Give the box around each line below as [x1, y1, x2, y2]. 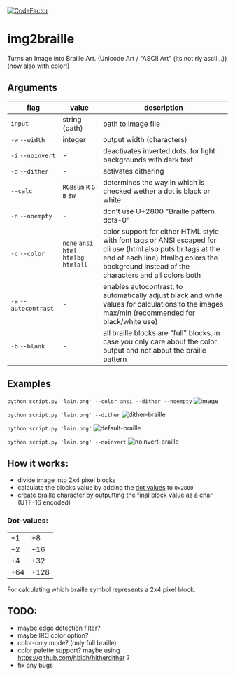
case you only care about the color [103, 337, 218, 346]
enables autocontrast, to [103, 281, 183, 291]
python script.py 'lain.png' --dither [7, 411, 120, 418]
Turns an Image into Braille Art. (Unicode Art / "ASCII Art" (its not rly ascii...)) [7, 54, 227, 62]
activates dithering [103, 166, 164, 176]
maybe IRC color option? [17, 631, 89, 640]
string [62, 114, 82, 124]
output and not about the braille [103, 345, 206, 355]
